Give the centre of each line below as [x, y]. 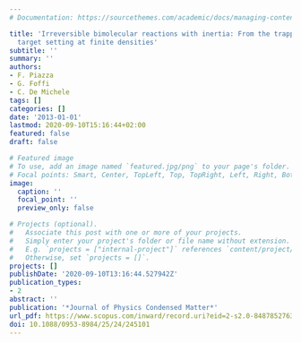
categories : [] [38, 108]
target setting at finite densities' [88, 42]
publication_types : [46, 283]
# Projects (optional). [54, 225]
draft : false [34, 142]
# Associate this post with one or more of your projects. [126, 233]
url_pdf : [26, 316]
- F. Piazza [31, 76]
